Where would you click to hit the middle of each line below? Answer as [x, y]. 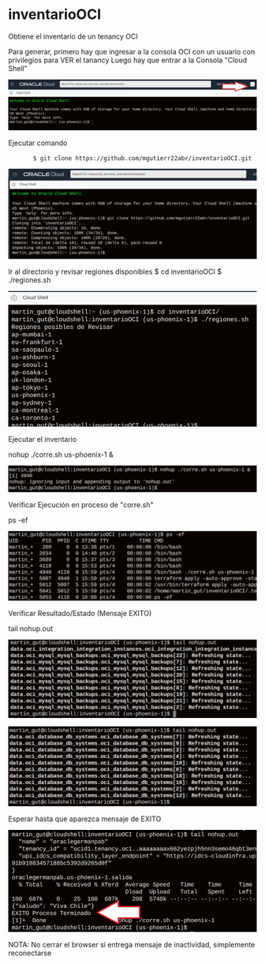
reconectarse [30, 953]
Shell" [18, 68]
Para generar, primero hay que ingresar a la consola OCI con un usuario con [132, 51]
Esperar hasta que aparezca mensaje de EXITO [85, 819]
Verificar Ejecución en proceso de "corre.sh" [81, 505]
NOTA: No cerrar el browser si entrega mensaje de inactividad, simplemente [132, 944]
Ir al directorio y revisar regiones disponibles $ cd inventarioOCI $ [115, 272]
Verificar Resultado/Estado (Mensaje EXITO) [80, 613]
